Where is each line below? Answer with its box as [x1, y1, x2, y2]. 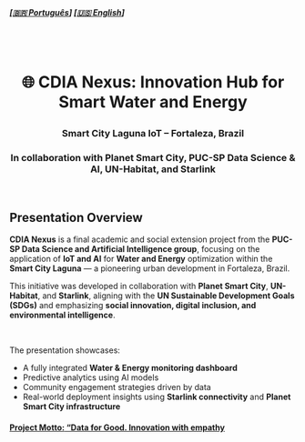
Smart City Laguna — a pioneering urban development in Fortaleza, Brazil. [9, 263, 290, 274]
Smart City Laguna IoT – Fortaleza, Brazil [62, 127, 244, 140]
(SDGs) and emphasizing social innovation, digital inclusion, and [9, 300, 257, 311]
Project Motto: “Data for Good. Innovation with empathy [9, 422, 226, 433]
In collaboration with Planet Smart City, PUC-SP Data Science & [10, 152, 296, 165]
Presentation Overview [9, 209, 143, 226]
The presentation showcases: [9, 345, 121, 356]
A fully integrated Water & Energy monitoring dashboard [22, 363, 239, 374]
